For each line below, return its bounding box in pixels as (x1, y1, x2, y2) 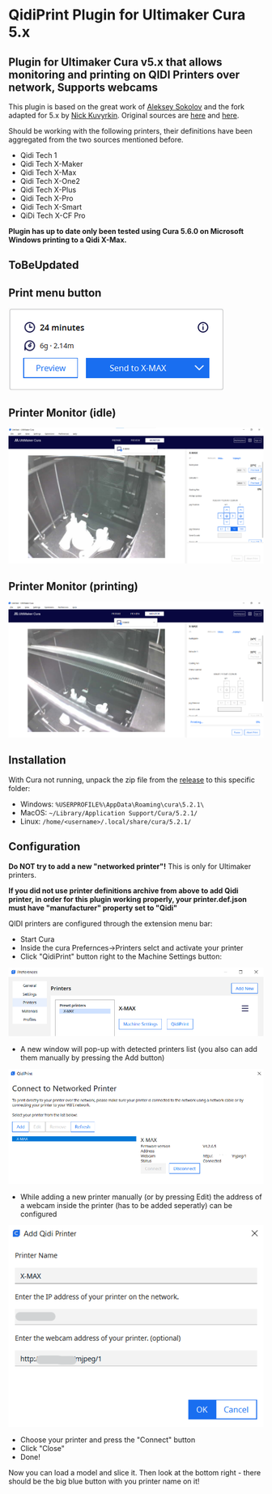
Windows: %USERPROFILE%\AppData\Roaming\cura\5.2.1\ (19, 799, 205, 809)
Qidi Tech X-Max (19, 168, 77, 177)
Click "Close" (19, 1443, 65, 1453)
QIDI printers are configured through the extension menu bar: (8, 918, 213, 928)
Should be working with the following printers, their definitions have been (8, 126, 253, 135)
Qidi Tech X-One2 (19, 177, 81, 185)
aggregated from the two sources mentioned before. (8, 135, 184, 144)
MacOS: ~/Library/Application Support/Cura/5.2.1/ (19, 807, 198, 817)
